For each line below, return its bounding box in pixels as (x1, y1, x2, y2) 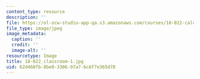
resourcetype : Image (6, 53, 58, 59)
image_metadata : (6, 31, 46, 37)
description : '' (6, 14, 46, 20)
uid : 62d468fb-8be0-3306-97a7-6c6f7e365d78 (6, 64, 116, 70)
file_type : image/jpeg (6, 25, 62, 31)
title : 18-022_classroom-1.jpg (6, 58, 84, 64)
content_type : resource (6, 8, 65, 15)
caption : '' (11, 36, 42, 42)
